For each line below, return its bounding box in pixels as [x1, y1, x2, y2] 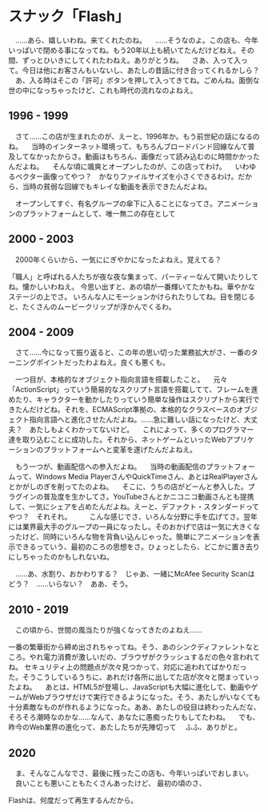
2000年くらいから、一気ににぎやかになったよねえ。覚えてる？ [14, 254, 222, 265]
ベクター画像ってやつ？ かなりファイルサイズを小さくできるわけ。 [14, 172, 238, 181]
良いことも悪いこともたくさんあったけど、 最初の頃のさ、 [14, 778, 206, 788]
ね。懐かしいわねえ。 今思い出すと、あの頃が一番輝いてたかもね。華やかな [8, 281, 255, 291]
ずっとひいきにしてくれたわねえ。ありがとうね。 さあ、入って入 [22, 55, 242, 65]
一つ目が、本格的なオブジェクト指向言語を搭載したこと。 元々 [14, 374, 228, 385]
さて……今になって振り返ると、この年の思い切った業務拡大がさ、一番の [14, 348, 251, 358]
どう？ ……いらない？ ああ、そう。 [8, 579, 133, 589]
